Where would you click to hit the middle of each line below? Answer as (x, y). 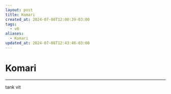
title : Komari (20, 15)
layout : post (19, 10)
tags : (11, 24)
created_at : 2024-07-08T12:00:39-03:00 (48, 19)
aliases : (15, 34)
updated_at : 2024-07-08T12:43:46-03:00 (48, 43)
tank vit (13, 87)
